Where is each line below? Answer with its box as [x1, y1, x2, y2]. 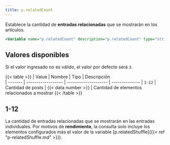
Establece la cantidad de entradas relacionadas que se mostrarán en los [5, 21, 158, 27]
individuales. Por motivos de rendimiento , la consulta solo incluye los [5, 124, 150, 130]
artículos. [5, 26, 25, 33]
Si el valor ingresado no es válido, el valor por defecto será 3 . [5, 64, 133, 70]
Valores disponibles [5, 50, 69, 59]
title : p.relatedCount [5, 7, 53, 13]
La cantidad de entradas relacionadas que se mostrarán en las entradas [5, 118, 155, 124]
